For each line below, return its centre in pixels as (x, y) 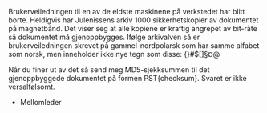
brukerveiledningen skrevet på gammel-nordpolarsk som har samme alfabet (134, 46)
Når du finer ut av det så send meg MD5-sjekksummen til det (109, 70)
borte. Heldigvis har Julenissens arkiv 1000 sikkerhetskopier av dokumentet (133, 20)
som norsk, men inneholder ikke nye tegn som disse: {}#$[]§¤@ (114, 54)
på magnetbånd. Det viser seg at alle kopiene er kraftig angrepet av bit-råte (133, 28)
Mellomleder (40, 102)
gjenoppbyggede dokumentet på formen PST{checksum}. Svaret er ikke (127, 78)
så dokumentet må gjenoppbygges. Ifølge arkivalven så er (104, 37)
